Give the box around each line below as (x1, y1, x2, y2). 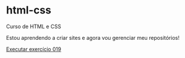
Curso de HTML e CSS (6, 23, 61, 30)
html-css (6, 4, 51, 17)
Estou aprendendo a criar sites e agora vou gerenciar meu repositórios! (6, 34, 180, 41)
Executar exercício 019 (6, 45, 61, 53)
